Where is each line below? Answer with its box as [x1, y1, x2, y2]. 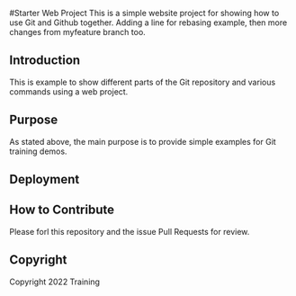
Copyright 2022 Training [9, 276, 101, 287]
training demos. [9, 146, 67, 157]
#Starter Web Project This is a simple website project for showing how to [9, 8, 280, 18]
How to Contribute [9, 202, 115, 218]
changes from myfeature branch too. [9, 27, 146, 37]
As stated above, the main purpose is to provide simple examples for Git [9, 136, 276, 147]
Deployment [9, 172, 80, 187]
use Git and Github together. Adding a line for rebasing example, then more [9, 17, 288, 28]
